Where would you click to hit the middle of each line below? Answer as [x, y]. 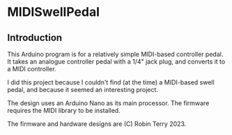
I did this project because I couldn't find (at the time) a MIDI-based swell [111, 82]
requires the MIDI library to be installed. [64, 110]
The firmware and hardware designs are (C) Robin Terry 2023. [97, 124]
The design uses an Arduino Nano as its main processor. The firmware [108, 103]
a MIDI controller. [32, 69]
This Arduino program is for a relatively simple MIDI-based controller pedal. [115, 54]
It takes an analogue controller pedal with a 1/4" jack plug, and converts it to [116, 62]
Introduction [35, 38]
